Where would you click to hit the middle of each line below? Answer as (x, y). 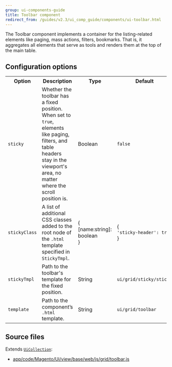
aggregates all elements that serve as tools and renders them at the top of (83, 45)
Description (57, 81)
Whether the (57, 89)
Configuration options (41, 66)
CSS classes (57, 220)
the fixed (52, 286)
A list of (51, 207)
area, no (51, 173)
